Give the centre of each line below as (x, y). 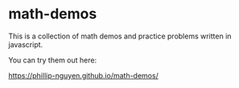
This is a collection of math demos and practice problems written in (120, 36)
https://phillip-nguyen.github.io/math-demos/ (83, 75)
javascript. (26, 44)
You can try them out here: (53, 60)
